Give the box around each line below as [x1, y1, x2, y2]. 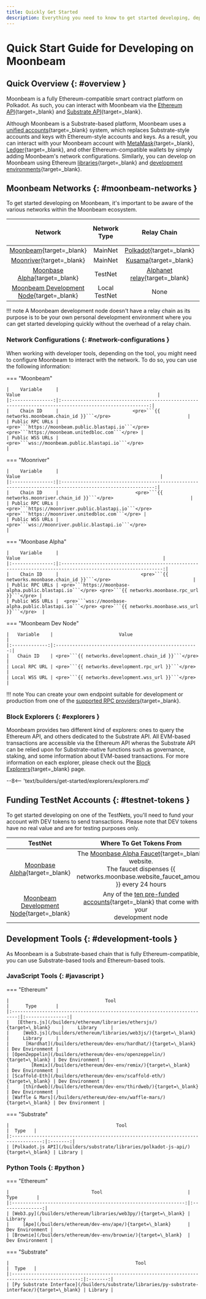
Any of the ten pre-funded [102, 890, 180, 898]
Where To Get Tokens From [100, 839, 182, 847]
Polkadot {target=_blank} [124, 246, 195, 255]
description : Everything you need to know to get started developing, [6, 15, 191, 21]
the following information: [6, 363, 71, 370]
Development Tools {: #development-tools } [6, 934, 178, 944]
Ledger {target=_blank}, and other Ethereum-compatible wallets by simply [6, 145, 193, 153]
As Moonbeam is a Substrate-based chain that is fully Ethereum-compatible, [6, 950, 200, 957]
